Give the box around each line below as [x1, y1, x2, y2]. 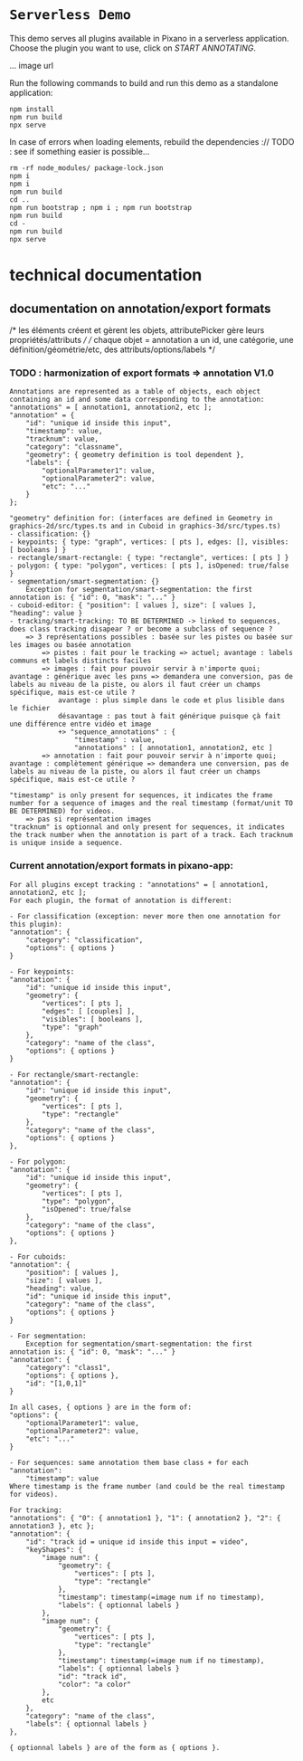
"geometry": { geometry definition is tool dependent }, [25, 451, 245, 460]
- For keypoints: [9, 966, 75, 976]
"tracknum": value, [25, 434, 99, 444]
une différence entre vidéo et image [9, 719, 152, 729]
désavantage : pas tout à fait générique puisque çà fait [57, 712, 281, 721]
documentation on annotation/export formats [9, 300, 271, 316]
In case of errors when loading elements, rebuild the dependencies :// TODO [9, 136, 295, 147]
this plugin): [9, 919, 63, 928]
